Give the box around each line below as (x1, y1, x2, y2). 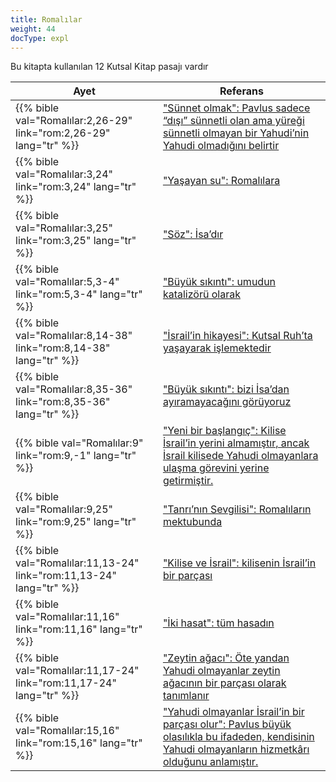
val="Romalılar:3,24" (15, 167, 114, 181)
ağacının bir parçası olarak (162, 676, 287, 690)
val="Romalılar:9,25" (15, 502, 114, 516)
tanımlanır (162, 689, 210, 703)
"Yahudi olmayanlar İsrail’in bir (162, 705, 305, 719)
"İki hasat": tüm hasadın (162, 616, 275, 630)
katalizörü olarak (162, 287, 241, 301)
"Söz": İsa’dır (162, 227, 224, 241)
